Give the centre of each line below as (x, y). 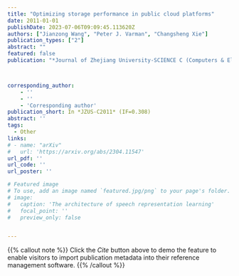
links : (17, 138)
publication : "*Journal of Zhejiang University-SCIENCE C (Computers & (116, 60)
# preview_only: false (44, 218)
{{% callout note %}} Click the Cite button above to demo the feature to (112, 250)
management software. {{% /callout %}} (67, 265)
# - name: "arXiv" (34, 145)
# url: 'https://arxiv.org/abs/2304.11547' (76, 152)
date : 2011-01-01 (33, 21)
